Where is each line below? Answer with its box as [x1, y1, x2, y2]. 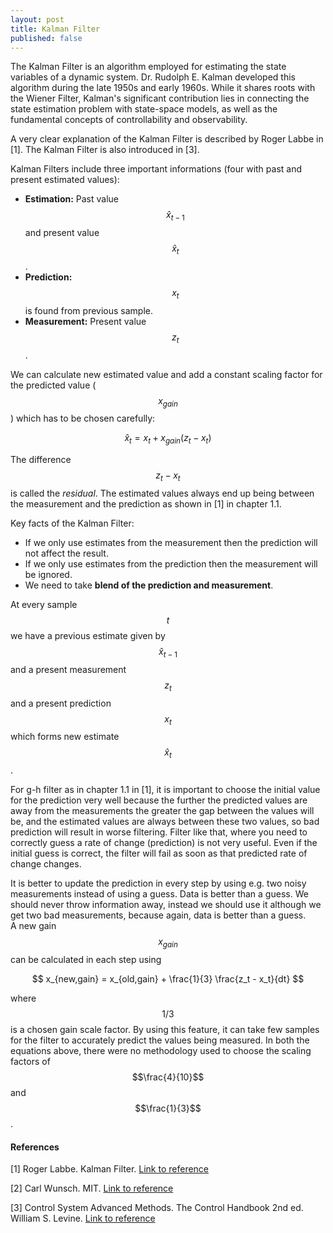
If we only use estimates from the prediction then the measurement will [24, 557, 318, 570]
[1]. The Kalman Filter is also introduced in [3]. [10, 144, 200, 156]
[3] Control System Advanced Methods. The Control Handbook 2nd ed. [10, 1202, 304, 1214]
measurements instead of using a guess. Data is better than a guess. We [10, 888, 309, 900]
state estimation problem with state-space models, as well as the [10, 103, 278, 115]
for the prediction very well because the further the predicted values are [10, 794, 308, 806]
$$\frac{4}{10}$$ [131, 1071, 205, 1083]
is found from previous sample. [24, 304, 153, 316]
